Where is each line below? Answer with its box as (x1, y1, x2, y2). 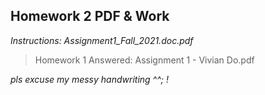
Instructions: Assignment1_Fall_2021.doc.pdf (10, 34, 194, 46)
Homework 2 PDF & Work (10, 8, 170, 25)
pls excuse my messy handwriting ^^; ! (10, 73, 169, 85)
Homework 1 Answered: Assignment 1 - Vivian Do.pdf (34, 54, 255, 66)
